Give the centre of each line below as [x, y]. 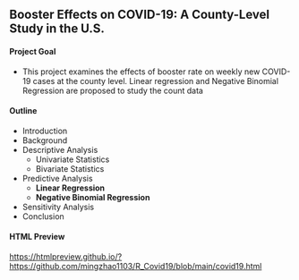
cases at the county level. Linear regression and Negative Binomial [156, 81]
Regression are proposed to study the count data [113, 90]
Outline [23, 111]
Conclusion [43, 216]
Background [45, 140]
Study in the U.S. [57, 29]
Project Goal [33, 51]
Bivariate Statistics [70, 168]
